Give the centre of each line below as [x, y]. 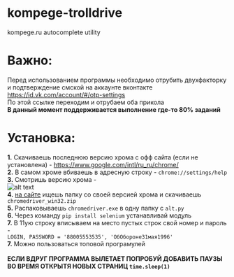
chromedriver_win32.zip [42, 201]
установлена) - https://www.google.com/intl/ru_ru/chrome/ [93, 164]
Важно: [30, 61]
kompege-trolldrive [65, 13]
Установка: [41, 138]
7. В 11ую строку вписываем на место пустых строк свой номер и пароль [117, 222]
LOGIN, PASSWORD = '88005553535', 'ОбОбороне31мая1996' [90, 237]
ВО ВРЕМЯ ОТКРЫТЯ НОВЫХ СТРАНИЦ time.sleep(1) [89, 266]
